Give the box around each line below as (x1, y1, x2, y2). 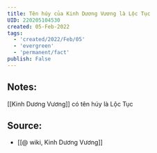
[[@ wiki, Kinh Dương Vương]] (17, 138, 103, 147)
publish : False (7, 56, 51, 63)
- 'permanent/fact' (13, 49, 70, 56)
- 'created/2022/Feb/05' (13, 36, 85, 43)
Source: (7, 120, 42, 131)
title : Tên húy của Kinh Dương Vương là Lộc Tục (7, 10, 151, 17)
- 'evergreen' (13, 42, 54, 49)
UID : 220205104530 (7, 17, 60, 24)
